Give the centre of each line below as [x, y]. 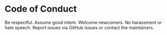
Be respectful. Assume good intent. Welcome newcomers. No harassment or [83, 22]
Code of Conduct [41, 9]
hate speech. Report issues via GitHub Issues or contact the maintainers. [80, 27]
